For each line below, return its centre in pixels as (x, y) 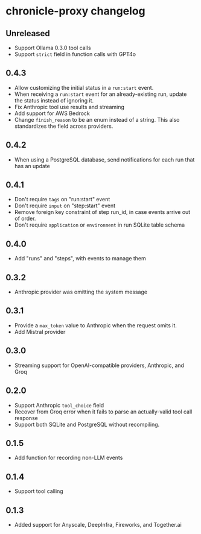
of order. (25, 219)
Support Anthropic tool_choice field (59, 405)
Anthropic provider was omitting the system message (81, 292)
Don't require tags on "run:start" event (62, 199)
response (26, 418)
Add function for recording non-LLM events (69, 458)
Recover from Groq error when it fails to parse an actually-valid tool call (103, 412)
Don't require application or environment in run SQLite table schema (100, 225)
